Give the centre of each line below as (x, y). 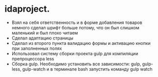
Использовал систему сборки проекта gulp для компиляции (75, 53)
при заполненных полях (37, 48)
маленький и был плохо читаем (45, 33)
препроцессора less (33, 58)
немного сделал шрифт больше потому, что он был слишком (76, 27)
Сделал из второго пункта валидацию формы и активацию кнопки (81, 43)
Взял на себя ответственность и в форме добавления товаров (77, 22)
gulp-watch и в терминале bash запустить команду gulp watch (87, 69)
